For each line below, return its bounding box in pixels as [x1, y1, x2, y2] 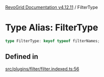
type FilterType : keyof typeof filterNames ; [5, 38, 100, 43]
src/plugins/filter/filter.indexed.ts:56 [5, 65, 79, 72]
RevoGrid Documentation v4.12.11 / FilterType [5, 5, 98, 10]
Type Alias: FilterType [5, 22, 98, 33]
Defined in [5, 52, 39, 61]
